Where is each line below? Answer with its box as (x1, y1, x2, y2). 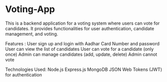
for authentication (5, 71, 42, 77)
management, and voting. (5, 31, 58, 37)
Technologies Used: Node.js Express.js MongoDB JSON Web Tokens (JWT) (5, 66, 162, 72)
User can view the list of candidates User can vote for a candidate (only (5, 46, 154, 52)
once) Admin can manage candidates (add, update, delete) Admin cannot (5, 51, 157, 57)
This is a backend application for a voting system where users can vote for (5, 20, 160, 26)
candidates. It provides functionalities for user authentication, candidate (5, 25, 154, 31)
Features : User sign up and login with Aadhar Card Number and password (5, 40, 160, 46)
